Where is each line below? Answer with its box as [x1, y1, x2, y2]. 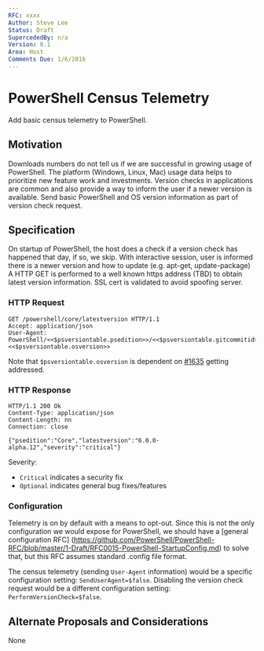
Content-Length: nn [8, 416, 72, 425]
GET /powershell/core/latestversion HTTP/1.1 [8, 315, 159, 323]
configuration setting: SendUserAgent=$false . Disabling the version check [8, 576, 244, 585]
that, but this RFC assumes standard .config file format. [8, 552, 187, 561]
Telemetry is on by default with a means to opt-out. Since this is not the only [8, 518, 255, 528]
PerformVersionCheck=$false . [8, 592, 102, 601]
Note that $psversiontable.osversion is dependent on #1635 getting [8, 356, 229, 366]
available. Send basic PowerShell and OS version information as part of [8, 192, 239, 201]
